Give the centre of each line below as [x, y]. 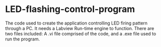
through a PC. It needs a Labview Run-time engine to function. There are [80, 28]
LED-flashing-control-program [70, 9]
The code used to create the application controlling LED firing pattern [77, 23]
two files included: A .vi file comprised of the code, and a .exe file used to [80, 33]
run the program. [22, 39]
